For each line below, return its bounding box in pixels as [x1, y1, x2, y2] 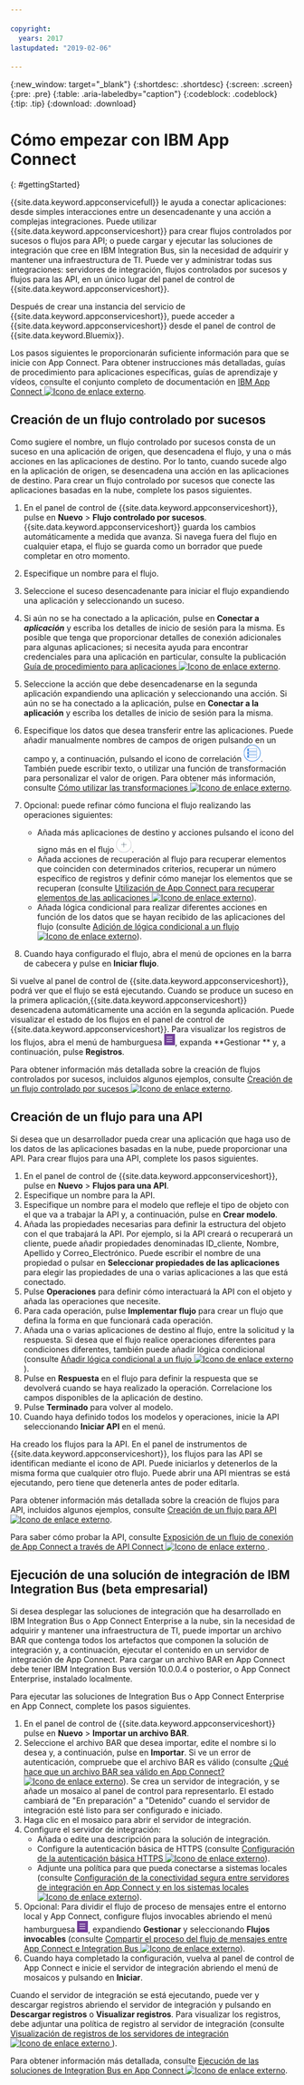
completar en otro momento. [23, 550, 130, 561]
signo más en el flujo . [36, 843, 135, 854]
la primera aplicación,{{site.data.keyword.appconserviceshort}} [10, 994, 248, 1006]
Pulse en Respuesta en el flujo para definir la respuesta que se [23, 1372, 259, 1383]
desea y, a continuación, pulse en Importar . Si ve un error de [23, 1747, 252, 1758]
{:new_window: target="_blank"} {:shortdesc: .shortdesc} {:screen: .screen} [10, 79, 293, 90]
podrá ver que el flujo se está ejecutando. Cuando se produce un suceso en [10, 985, 294, 996]
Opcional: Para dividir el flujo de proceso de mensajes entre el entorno [23, 1901, 287, 1912]
